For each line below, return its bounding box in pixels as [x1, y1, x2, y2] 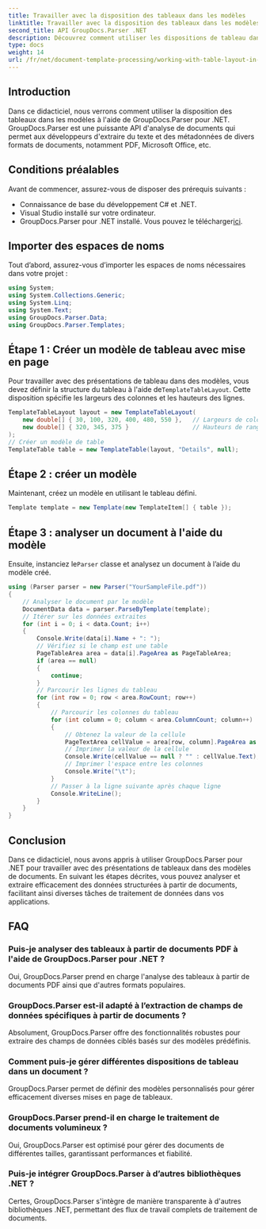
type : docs [8, 41, 44, 49]
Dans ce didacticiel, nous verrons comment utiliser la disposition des [8, 106, 233, 116]
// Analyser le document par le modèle [22, 597, 154, 605]
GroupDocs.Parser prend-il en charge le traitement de [8, 1112, 220, 1123]
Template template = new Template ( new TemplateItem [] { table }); [8, 504, 232, 512]
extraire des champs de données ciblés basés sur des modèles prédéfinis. [8, 1036, 251, 1046]
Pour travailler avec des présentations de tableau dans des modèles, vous [8, 376, 249, 386]
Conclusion [8, 834, 66, 847]
